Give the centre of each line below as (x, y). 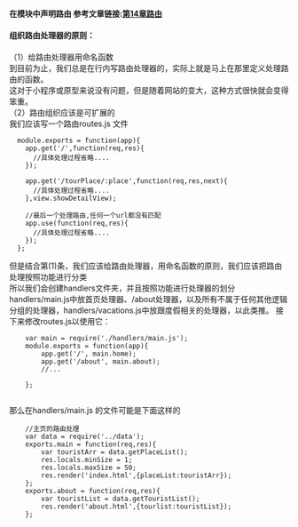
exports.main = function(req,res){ (91, 444)
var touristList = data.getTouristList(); (121, 499)
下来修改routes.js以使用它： (60, 321)
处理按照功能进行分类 (48, 276)
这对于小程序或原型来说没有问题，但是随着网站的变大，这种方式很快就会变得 (149, 90)
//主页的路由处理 (52, 428)
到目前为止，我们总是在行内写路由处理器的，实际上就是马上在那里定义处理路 (149, 68)
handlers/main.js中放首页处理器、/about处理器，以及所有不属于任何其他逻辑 (149, 299)
